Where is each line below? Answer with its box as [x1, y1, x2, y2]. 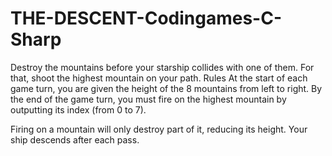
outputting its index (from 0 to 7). [10, 103, 147, 116]
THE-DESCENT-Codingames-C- [10, 7, 282, 30]
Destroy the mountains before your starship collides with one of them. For [10, 61, 315, 73]
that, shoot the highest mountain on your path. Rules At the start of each [10, 72, 308, 84]
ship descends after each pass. [10, 133, 140, 146]
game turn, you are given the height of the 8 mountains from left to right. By [10, 82, 323, 94]
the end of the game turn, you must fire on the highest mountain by [10, 93, 287, 105]
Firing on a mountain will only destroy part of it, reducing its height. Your [10, 123, 308, 135]
